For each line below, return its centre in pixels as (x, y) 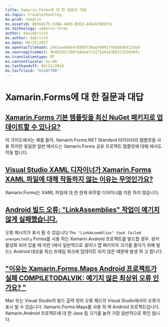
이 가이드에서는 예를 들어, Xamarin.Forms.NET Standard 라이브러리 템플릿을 (81, 140)
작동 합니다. (17, 152)
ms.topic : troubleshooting (33, 15)
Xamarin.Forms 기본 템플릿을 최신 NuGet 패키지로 (80, 117)
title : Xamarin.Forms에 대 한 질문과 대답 (46, 10)
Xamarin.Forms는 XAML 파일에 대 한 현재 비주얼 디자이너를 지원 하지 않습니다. (82, 192)
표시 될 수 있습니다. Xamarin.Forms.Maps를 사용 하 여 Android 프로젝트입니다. (82, 307)
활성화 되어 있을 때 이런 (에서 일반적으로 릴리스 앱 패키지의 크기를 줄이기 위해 (80, 245)
